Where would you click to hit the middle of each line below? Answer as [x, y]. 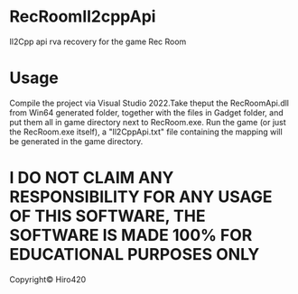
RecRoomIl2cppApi [83, 17]
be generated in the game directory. [76, 141]
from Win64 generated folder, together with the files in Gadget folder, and [146, 112]
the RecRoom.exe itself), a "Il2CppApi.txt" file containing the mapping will [146, 132]
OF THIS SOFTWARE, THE [107, 216]
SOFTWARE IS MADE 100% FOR [131, 235]
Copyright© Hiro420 [48, 279]
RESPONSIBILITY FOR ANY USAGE [141, 197]
